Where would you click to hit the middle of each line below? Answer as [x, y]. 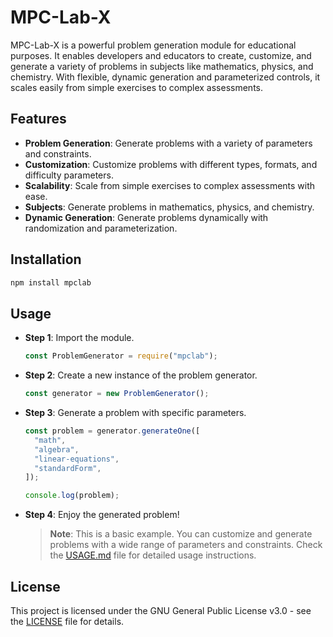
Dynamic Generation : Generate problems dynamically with [146, 217]
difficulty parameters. [69, 175]
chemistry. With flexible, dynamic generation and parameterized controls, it [165, 77]
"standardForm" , [68, 468]
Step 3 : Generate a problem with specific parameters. [135, 412]
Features [38, 119]
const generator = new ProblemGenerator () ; [117, 394]
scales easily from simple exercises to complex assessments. [137, 87]
